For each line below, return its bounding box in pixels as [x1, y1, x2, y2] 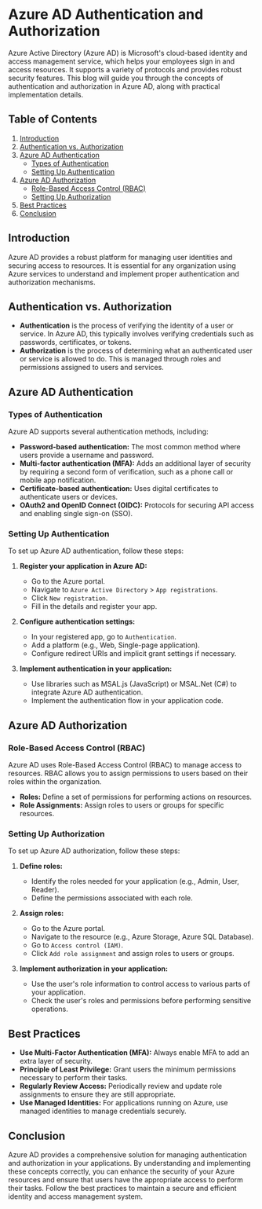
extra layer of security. [19, 1057, 93, 1066]
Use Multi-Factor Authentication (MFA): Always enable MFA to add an [19, 1048, 249, 1057]
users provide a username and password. [19, 450, 155, 460]
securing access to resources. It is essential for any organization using [8, 261, 237, 270]
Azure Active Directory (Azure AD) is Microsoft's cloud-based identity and [8, 48, 248, 57]
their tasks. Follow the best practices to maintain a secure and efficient [8, 1183, 237, 1193]
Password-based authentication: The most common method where [19, 442, 241, 452]
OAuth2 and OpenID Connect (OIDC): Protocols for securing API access [19, 500, 255, 510]
